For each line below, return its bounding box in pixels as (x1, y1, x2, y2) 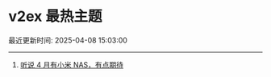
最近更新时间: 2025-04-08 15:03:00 (8, 35, 127, 45)
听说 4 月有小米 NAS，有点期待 (19, 59, 123, 69)
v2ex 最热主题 (8, 7, 102, 26)
